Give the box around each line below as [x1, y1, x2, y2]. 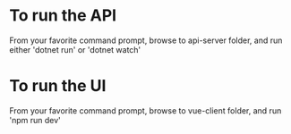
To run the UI [9, 76, 107, 96]
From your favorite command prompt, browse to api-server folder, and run [9, 35, 283, 46]
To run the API [9, 5, 117, 26]
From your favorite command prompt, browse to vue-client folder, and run [9, 105, 282, 116]
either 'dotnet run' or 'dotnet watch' [9, 44, 141, 54]
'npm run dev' [9, 114, 61, 125]
